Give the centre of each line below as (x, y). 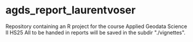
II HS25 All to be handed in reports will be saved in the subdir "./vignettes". (96, 32)
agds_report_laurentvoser (71, 10)
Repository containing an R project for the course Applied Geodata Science (96, 26)
